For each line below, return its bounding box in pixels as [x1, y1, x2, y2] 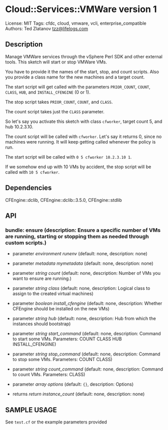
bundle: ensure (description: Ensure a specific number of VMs [5, 227, 161, 234]
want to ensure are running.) [12, 275, 72, 281]
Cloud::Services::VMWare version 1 [5, 4, 157, 15]
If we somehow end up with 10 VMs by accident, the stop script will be [5, 164, 151, 170]
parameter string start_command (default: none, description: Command [12, 331, 161, 337]
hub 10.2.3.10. [5, 123, 34, 129]
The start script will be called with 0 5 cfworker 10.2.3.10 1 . [5, 154, 132, 160]
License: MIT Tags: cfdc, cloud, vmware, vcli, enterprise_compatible [5, 20, 147, 26]
